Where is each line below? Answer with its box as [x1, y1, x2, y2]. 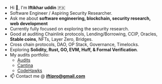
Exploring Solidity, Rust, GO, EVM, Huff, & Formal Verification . [9, 47, 138, 53]
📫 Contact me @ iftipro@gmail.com [9, 73, 85, 79]
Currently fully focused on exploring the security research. [9, 26, 129, 31]
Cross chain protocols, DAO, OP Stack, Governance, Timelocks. [9, 42, 139, 47]
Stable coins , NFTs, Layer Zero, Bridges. [9, 36, 93, 42]
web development [9, 21, 48, 27]
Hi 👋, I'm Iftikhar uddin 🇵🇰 [9, 5, 66, 10]
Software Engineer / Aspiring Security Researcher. [9, 10, 113, 16]
